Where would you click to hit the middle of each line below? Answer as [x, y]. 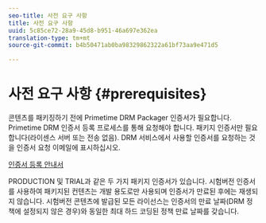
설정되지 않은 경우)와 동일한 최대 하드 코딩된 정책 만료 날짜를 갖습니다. [131, 211]
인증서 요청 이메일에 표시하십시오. [68, 147]
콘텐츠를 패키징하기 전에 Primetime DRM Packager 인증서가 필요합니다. [120, 118]
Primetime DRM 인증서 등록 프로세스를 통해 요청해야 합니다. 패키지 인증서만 [126, 127]
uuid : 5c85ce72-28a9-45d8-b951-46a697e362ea [83, 30]
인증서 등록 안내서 [36, 165]
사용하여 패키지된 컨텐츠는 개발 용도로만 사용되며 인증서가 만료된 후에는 [127, 191]
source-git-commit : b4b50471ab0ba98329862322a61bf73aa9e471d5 [113, 45]
